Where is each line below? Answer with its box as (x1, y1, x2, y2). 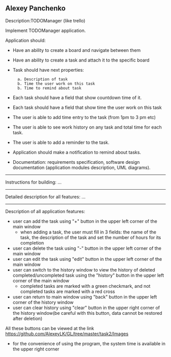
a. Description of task (17, 76, 68, 82)
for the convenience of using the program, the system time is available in (12, 340, 165, 346)
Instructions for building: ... (5, 179, 62, 185)
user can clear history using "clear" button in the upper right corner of (12, 305, 160, 311)
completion (20, 240, 44, 246)
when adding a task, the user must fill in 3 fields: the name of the (20, 229, 157, 235)
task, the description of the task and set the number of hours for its (20, 234, 161, 241)
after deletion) (12, 315, 43, 321)
